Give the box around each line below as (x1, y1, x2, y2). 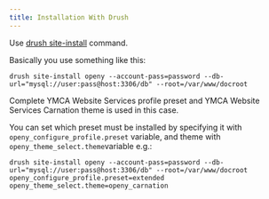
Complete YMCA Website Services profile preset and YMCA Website (9, 95, 260, 106)
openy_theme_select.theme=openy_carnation (9, 181, 169, 190)
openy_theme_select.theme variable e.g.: (9, 140, 153, 151)
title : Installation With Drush (9, 12, 129, 22)
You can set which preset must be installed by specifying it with (9, 122, 242, 132)
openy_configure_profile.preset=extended (9, 173, 165, 182)
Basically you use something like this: (9, 54, 146, 65)
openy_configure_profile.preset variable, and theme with (9, 131, 221, 142)
